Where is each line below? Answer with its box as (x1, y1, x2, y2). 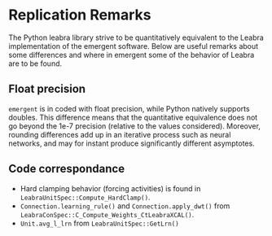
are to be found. (8, 59, 63, 68)
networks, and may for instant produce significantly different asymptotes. (8, 138, 255, 148)
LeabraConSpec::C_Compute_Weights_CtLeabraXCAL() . (20, 209, 195, 219)
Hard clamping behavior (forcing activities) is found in (20, 183, 201, 193)
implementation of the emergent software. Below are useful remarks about (8, 41, 259, 50)
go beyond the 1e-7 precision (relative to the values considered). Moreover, (8, 120, 261, 131)
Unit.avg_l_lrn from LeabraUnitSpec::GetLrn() (20, 218, 179, 228)
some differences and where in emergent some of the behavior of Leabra (8, 50, 255, 59)
